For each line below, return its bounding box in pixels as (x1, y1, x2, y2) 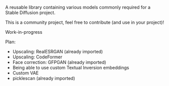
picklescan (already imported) (12, 75, 75, 81)
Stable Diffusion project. (5, 10, 55, 16)
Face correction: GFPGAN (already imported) (12, 59, 106, 65)
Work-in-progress (5, 29, 43, 35)
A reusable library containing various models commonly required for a (5, 5, 150, 10)
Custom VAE (12, 70, 39, 76)
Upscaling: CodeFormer (12, 54, 63, 60)
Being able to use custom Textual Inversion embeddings (12, 65, 130, 70)
